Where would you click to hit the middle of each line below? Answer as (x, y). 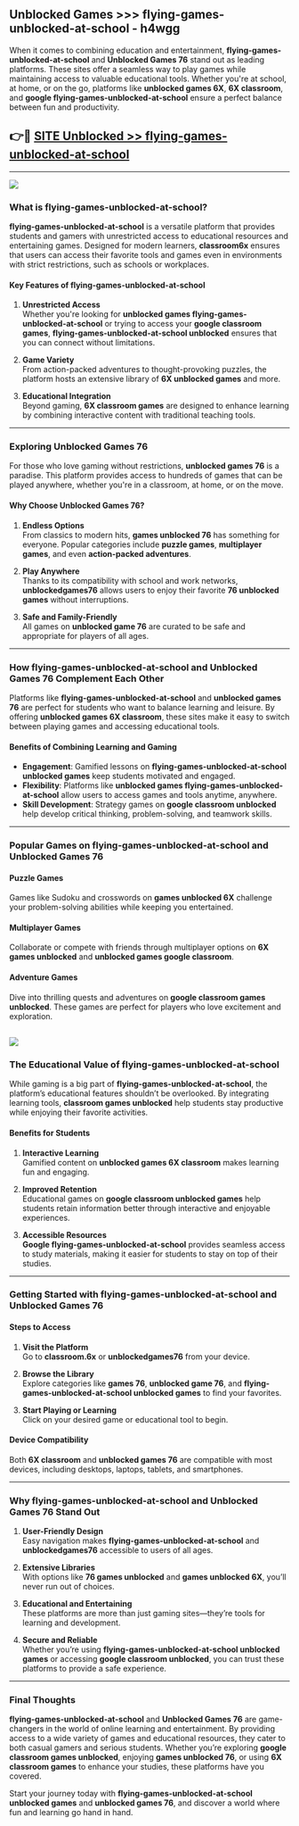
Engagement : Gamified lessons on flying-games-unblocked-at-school (154, 767)
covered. (25, 1776)
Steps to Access (40, 1327)
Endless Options (53, 525)
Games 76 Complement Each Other (87, 678)
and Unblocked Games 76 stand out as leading (178, 59)
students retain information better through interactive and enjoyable (146, 1208)
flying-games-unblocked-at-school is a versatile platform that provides (142, 226)
